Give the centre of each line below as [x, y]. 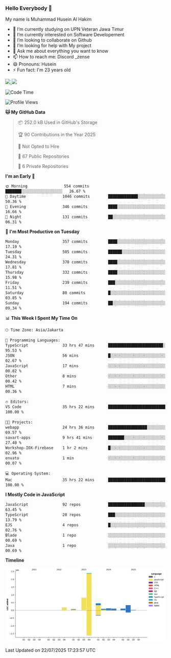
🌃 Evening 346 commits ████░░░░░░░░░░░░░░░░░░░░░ [86, 207]
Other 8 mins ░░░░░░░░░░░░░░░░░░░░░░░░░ [86, 376]
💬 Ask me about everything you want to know [60, 51]
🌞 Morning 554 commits [47, 187]
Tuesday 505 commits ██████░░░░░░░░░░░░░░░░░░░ [86, 252]
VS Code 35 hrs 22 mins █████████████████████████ [86, 407]
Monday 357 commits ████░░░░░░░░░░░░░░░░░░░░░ [86, 242]
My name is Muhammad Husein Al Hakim [48, 19]
